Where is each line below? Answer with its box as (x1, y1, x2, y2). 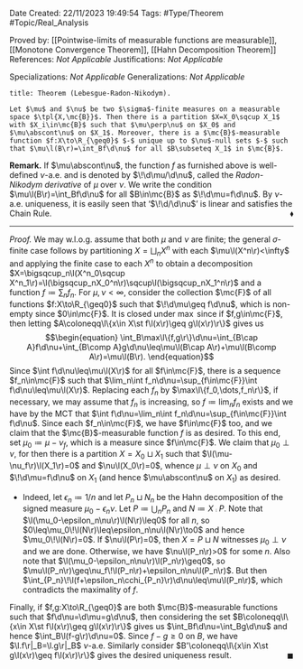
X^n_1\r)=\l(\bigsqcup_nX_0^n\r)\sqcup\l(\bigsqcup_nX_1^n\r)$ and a (9, 277, 262, 288)
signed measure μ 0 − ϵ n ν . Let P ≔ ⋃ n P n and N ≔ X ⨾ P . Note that (22, 503, 263, 516)
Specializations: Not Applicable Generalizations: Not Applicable (9, 71, 245, 82)
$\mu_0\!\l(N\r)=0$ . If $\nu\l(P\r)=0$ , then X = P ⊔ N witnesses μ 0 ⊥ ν (22, 534, 287, 547)
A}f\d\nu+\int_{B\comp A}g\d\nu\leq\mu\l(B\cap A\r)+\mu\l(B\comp (26, 341, 277, 352)
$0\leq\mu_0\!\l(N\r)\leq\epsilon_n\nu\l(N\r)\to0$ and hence (22, 525, 245, 535)
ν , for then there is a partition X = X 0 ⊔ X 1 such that (9, 449, 200, 461)
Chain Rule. (9, 208, 52, 218)
